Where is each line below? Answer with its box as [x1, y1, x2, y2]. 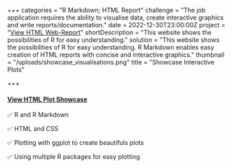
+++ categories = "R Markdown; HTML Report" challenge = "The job [7, 6, 206, 14]
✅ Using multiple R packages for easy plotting [7, 153, 140, 161]
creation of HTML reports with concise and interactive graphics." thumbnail [7, 50, 225, 59]
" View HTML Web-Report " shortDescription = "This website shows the [7, 28, 212, 36]
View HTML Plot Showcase [7, 94, 88, 104]
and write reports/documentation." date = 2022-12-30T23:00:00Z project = [7, 21, 226, 29]
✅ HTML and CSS [7, 125, 59, 133]
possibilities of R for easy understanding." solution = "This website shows [7, 36, 220, 44]
